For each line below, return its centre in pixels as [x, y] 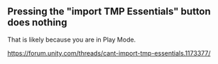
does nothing [37, 23]
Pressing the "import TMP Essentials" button [109, 12]
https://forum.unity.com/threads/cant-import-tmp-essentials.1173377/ [109, 53]
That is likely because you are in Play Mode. [72, 39]
